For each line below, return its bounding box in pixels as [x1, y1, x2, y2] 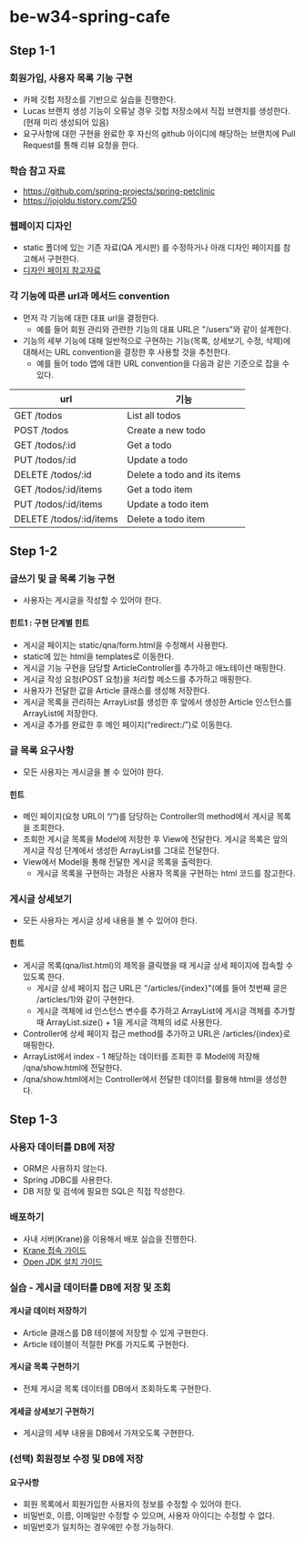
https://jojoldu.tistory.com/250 [22, 196, 137, 207]
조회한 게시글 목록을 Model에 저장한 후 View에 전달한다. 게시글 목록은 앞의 [22, 834, 289, 845]
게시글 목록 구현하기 [9, 1361, 80, 1372]
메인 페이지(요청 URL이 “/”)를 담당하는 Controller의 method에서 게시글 [22, 811, 275, 822]
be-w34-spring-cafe [9, 6, 171, 27]
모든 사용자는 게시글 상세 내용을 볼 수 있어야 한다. [22, 915, 198, 926]
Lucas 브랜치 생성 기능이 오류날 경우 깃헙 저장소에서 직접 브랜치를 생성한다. [22, 105, 291, 116]
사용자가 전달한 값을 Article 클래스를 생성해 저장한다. [22, 684, 210, 695]
